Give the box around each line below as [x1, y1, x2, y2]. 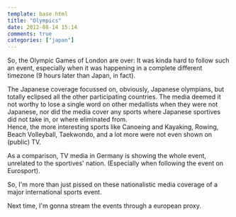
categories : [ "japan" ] [7, 37, 74, 44]
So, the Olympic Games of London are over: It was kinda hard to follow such [7, 56, 230, 65]
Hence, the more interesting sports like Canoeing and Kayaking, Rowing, [7, 123, 219, 131]
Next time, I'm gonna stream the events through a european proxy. [7, 201, 202, 210]
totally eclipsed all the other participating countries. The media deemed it [7, 93, 221, 101]
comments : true [7, 30, 52, 38]
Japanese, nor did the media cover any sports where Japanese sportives [7, 108, 221, 116]
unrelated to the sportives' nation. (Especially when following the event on [7, 159, 224, 167]
